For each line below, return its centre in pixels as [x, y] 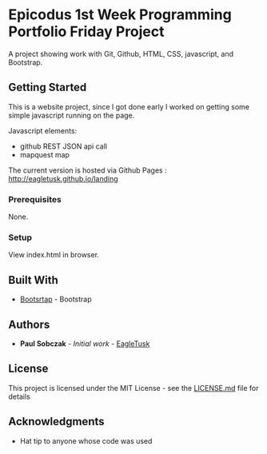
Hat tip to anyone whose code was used [86, 440]
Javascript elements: [43, 130]
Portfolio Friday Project [87, 32]
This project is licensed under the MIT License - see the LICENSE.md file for [133, 388]
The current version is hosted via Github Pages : [88, 170]
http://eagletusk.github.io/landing [63, 178]
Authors [29, 324]
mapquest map [45, 154]
